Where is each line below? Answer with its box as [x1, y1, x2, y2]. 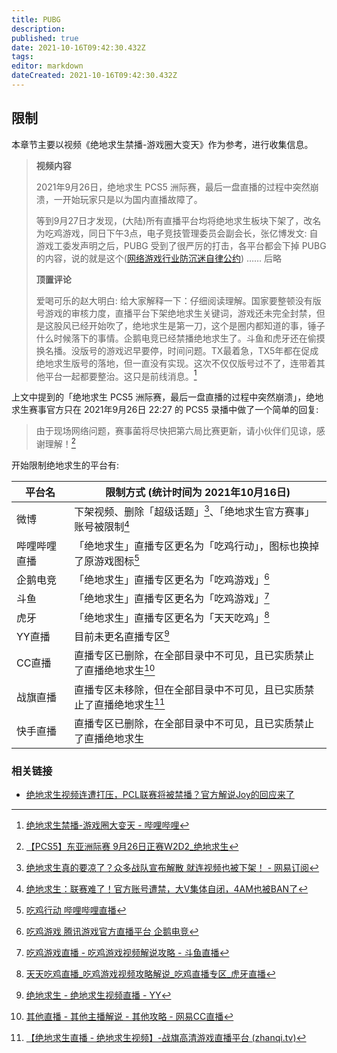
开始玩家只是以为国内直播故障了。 [62, 193, 203, 205]
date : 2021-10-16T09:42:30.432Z [11, 42, 146, 53]
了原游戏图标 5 [74, 552, 140, 568]
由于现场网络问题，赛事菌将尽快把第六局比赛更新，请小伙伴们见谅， [35, 425, 317, 437]
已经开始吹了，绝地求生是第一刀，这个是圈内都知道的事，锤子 [70, 319, 326, 331]
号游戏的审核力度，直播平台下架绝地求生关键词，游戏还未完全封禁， [35, 307, 317, 319]
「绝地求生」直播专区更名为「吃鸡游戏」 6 [74, 571, 270, 587]
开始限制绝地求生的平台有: [11, 459, 120, 471]
